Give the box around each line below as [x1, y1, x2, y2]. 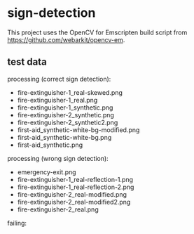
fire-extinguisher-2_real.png [17, 205, 99, 214]
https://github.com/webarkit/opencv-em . [7, 35, 125, 44]
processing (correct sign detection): [7, 74, 111, 83]
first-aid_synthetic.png [17, 141, 83, 149]
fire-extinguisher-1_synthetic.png [17, 103, 113, 112]
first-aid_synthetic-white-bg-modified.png [17, 125, 140, 134]
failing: [7, 219, 27, 227]
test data [7, 56, 47, 68]
